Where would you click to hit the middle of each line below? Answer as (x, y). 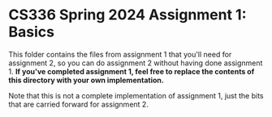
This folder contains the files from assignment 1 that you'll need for (120, 54)
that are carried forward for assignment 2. (78, 104)
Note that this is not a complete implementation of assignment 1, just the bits (136, 95)
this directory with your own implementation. (86, 80)
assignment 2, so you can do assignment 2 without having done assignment (136, 63)
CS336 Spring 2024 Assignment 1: (127, 15)
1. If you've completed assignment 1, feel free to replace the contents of (132, 71)
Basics (32, 32)
